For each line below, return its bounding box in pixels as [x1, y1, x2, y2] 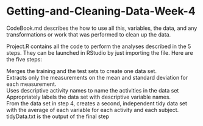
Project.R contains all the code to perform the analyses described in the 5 [6, 43, 191, 50]
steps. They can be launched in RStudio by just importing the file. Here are [6, 49, 193, 56]
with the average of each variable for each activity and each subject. [6, 106, 179, 113]
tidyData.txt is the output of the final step [6, 113, 110, 120]
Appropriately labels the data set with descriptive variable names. [6, 93, 171, 100]
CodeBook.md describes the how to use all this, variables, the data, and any [6, 24, 198, 32]
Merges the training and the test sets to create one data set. [6, 67, 157, 74]
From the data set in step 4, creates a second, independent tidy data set [6, 99, 188, 107]
